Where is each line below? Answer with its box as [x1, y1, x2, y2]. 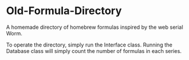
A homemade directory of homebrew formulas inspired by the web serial [6, 24, 184, 31]
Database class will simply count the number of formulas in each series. [6, 47, 182, 54]
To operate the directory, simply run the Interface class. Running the [6, 41, 173, 48]
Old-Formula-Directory [6, 4, 122, 18]
